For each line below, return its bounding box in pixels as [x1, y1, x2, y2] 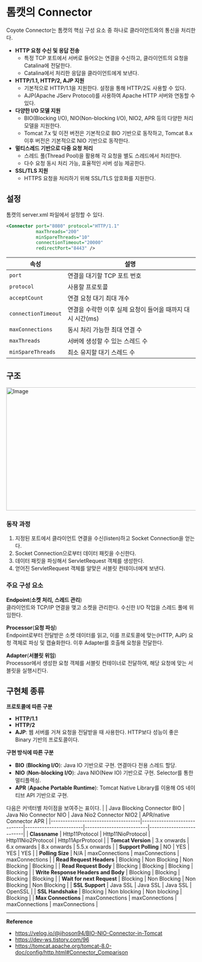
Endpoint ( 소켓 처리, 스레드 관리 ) [6, 596, 82, 603]
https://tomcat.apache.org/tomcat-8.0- [14, 942, 112, 950]
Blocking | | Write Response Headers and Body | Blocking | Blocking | [6, 869, 180, 876]
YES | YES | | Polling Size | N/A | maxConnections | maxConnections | [6, 850, 179, 857]
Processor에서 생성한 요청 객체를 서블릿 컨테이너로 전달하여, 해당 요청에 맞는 [6, 659, 187, 666]
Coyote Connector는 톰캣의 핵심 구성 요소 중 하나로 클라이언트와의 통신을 [6, 26, 180, 34]
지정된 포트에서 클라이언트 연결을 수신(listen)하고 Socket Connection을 [14, 535, 184, 542]
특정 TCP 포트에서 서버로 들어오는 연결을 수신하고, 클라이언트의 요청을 [23, 54, 189, 61]
